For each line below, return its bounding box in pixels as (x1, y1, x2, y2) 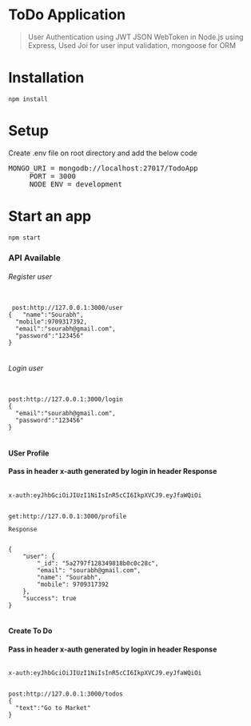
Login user (8, 363, 44, 373)
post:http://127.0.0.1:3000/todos (8, 690, 124, 698)
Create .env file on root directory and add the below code (8, 148, 197, 158)
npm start (8, 234, 42, 242)
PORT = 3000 (29, 171, 76, 181)
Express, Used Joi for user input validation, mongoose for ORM (27, 40, 237, 50)
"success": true (22, 594, 78, 602)
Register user (8, 272, 52, 282)
